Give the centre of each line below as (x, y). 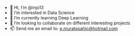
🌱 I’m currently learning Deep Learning (49, 18)
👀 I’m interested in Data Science (42, 13)
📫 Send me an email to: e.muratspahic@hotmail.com (64, 28)
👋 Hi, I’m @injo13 (27, 8)
